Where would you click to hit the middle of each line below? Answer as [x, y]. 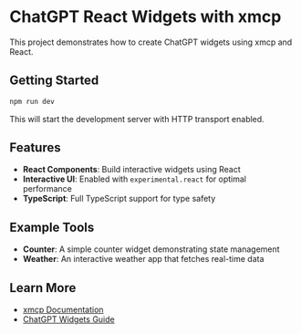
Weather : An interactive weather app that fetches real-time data [143, 259]
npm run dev [32, 101]
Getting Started [54, 81]
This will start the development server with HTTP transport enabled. [137, 119]
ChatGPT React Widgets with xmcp [145, 17]
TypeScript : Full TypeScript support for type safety [119, 199]
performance [47, 189]
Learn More [43, 288]
